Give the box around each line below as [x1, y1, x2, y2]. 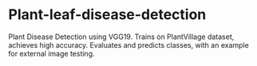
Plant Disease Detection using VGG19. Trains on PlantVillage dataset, [8, 32, 235, 41]
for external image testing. [8, 49, 95, 58]
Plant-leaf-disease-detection [8, 6, 207, 24]
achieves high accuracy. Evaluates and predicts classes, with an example [8, 40, 249, 49]
